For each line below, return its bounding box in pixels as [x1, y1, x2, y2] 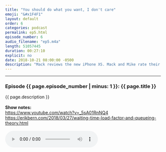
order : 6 [5, 21, 23, 26]
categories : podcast [5, 26, 48, 30]
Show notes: [5, 104, 32, 111]
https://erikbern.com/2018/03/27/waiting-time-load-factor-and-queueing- [5, 115, 157, 121]
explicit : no [5, 53, 32, 58]
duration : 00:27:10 [5, 48, 45, 53]
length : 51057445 [5, 44, 41, 49]
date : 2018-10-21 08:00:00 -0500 [5, 58, 74, 62]
